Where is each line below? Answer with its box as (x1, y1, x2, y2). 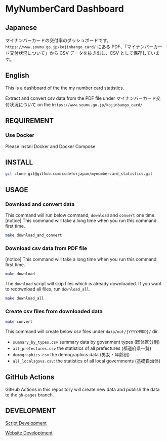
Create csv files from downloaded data (5, 308, 103, 315)
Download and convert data (5, 201, 75, 208)
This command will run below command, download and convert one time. (5, 212, 156, 218)
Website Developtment (5, 429, 53, 436)
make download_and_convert (5, 233, 62, 238)
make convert (5, 319, 33, 324)
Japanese (5, 23, 37, 32)
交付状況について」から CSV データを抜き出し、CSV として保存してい (9, 50, 156, 56)
